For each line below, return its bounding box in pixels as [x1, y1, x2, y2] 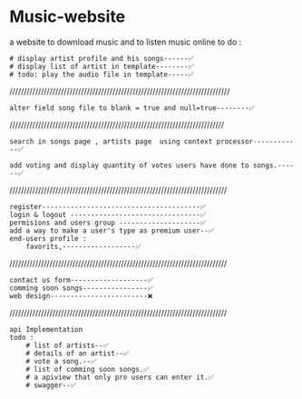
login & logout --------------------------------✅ [9, 210, 207, 219]
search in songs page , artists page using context [9, 136, 213, 146]
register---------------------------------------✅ [9, 202, 207, 211]
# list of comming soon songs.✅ [25, 364, 150, 374]
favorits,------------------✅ [25, 242, 141, 251]
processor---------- [216, 136, 295, 146]
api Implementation [9, 324, 83, 334]
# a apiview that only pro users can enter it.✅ [25, 373, 215, 382]
